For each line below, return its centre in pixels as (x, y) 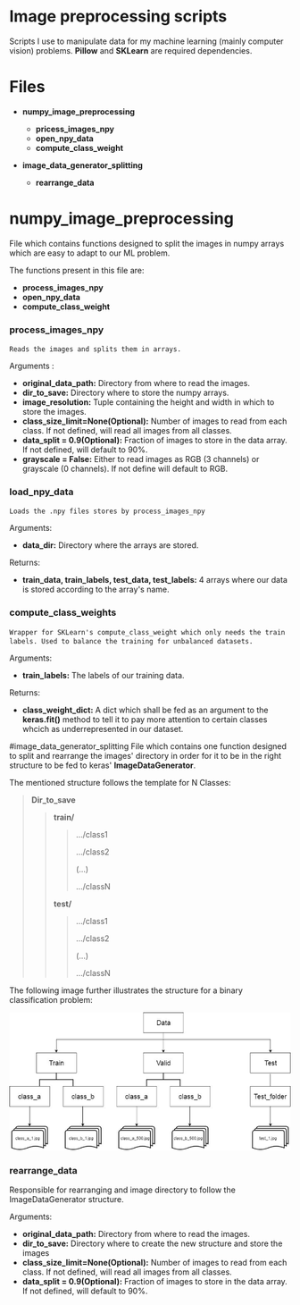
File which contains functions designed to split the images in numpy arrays (147, 243)
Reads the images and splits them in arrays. (95, 349)
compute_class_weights (63, 612)
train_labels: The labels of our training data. (103, 675)
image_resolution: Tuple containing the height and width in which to (148, 402)
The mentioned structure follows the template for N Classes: (120, 782)
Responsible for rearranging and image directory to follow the (123, 1190)
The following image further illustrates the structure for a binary (126, 990)
